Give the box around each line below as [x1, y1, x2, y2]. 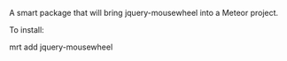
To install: [9, 25, 44, 34]
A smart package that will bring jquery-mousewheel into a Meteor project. [9, 8, 279, 18]
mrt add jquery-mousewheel [9, 42, 113, 52]
